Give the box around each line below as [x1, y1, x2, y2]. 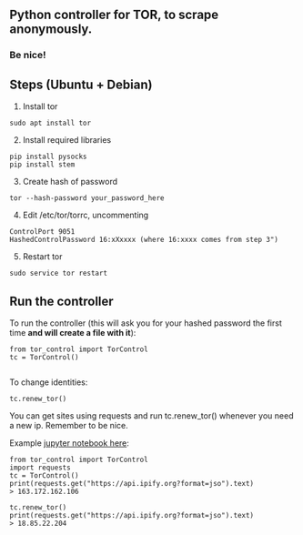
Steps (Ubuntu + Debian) [9, 76, 153, 92]
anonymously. [9, 22, 93, 37]
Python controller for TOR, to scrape [9, 7, 219, 23]
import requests [9, 463, 71, 472]
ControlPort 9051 [9, 227, 76, 237]
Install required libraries [22, 135, 112, 146]
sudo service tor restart [9, 268, 107, 278]
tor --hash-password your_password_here [9, 194, 166, 203]
